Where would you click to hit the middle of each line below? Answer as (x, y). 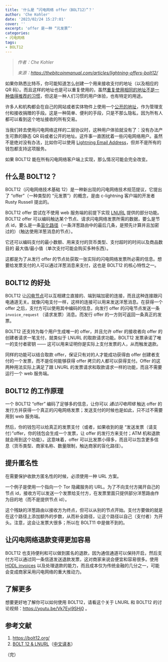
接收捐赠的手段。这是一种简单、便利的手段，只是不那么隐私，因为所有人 (88, 113)
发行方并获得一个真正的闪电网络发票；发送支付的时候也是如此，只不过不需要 (84, 410)
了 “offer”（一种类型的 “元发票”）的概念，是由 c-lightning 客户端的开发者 (80, 196)
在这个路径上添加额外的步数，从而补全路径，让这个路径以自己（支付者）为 (82, 516)
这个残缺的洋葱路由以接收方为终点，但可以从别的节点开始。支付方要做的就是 (84, 510)
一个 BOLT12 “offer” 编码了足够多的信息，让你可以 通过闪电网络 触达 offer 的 (84, 404)
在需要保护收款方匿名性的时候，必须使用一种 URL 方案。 (63, 476)
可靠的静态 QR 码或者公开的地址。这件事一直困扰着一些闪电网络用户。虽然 (86, 136)
